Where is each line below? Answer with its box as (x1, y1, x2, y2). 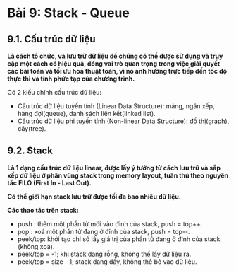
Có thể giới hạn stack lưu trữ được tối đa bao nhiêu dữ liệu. (7, 192, 181, 201)
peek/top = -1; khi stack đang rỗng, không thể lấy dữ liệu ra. (17, 250, 192, 258)
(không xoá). (17, 242, 55, 250)
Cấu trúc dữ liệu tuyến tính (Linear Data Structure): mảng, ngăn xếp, (17, 102, 215, 110)
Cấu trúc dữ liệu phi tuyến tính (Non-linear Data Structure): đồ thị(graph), (17, 117, 230, 125)
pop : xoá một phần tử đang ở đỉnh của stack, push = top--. (17, 227, 190, 236)
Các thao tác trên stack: (7, 206, 79, 214)
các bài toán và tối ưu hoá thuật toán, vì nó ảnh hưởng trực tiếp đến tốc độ (7, 67, 228, 75)
